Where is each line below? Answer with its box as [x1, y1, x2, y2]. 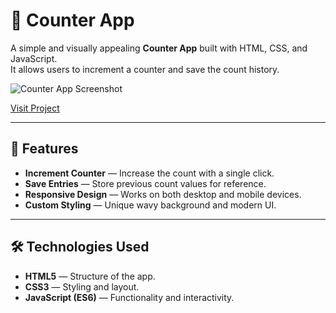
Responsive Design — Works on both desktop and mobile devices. [24, 188, 302, 200]
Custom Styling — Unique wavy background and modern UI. [24, 199, 277, 211]
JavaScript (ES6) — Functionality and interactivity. [24, 291, 235, 303]
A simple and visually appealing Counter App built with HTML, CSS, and [10, 42, 308, 54]
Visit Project [10, 102, 60, 114]
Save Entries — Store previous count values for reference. [24, 177, 267, 189]
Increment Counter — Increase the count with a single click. [24, 167, 275, 179]
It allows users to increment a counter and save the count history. [10, 63, 280, 75]
